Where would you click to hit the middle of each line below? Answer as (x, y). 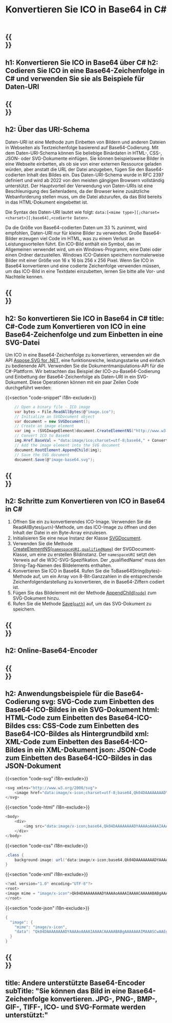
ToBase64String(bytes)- (136, 571)
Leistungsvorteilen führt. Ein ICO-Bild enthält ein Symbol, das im (73, 244)
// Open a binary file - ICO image (52, 407)
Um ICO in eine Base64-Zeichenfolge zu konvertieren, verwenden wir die (83, 355)
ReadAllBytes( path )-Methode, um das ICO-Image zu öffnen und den (84, 527)
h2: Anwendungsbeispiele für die (60, 694)
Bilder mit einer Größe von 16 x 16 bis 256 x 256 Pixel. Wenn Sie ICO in (80, 260)
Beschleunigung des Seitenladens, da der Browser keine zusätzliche (78, 191)
